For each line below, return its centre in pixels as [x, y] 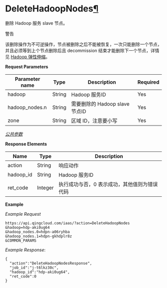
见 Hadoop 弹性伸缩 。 [28, 57]
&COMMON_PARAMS [21, 240]
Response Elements [26, 144]
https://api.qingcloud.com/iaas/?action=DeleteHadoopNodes [68, 223]
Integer [45, 187]
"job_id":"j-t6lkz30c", [34, 268]
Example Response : [25, 250]
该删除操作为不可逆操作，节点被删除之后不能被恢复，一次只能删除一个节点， [83, 44]
